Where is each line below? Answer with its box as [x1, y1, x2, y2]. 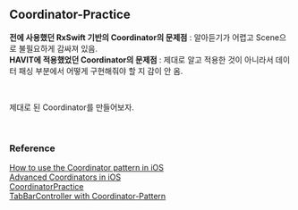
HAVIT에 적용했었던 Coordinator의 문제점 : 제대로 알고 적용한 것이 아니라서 [9, 54, 274, 65]
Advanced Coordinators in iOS [9, 172, 122, 182]
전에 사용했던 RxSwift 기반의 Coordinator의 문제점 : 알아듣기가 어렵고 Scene [9, 31, 280, 43]
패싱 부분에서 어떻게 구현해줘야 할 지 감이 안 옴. [18, 65, 183, 76]
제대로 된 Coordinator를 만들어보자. [9, 102, 134, 113]
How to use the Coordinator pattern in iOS [9, 163, 164, 173]
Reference [9, 142, 55, 155]
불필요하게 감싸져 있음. [18, 43, 98, 54]
